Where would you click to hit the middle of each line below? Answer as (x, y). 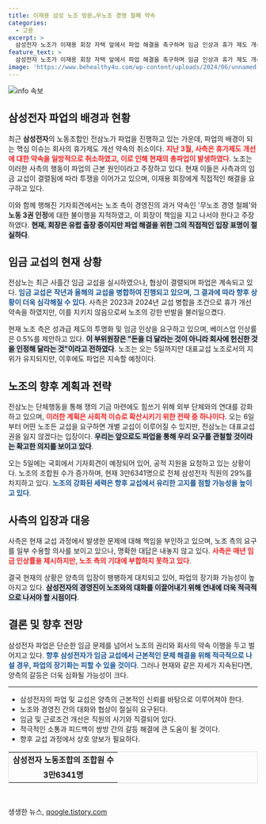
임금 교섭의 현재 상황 (55, 262)
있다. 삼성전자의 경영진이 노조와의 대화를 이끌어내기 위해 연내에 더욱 (133, 587)
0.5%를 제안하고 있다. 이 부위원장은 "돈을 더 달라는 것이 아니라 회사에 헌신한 (133, 339)
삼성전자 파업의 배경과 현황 (69, 118)
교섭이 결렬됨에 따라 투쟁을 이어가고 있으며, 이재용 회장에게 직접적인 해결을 (131, 178)
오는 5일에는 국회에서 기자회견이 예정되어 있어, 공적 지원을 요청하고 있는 (119, 463)
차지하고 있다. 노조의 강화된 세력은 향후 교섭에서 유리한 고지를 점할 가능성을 (123, 483)
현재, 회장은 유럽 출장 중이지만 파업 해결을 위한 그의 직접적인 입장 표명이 (140, 225)
